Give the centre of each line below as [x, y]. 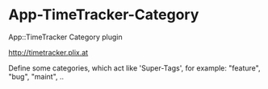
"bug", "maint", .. [36, 76]
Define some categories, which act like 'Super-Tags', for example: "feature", [134, 68]
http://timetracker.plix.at [48, 52]
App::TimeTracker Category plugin [65, 37]
